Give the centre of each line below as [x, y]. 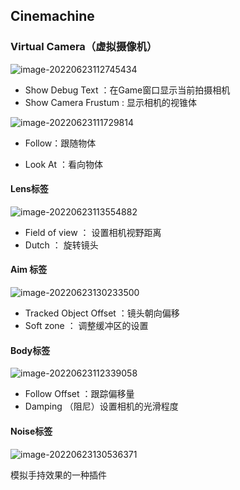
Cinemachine [52, 16]
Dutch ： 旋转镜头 [61, 245]
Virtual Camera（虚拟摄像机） [84, 47]
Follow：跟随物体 [60, 143]
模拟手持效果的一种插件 [58, 475]
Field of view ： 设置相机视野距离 [93, 232]
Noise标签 [31, 431]
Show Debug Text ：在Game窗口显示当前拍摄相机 [127, 90]
